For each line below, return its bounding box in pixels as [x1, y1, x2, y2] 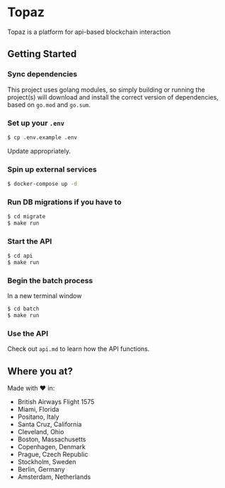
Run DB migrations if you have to [7, 197, 122, 207]
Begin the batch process [7, 275, 93, 285]
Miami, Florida [17, 405, 59, 414]
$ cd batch [7, 305, 40, 313]
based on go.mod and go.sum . [7, 100, 91, 109]
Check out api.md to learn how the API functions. [7, 345, 150, 353]
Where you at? [7, 365, 73, 377]
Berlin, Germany [17, 465, 65, 474]
